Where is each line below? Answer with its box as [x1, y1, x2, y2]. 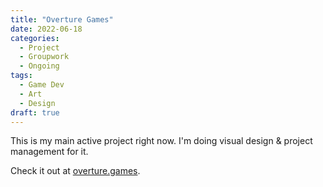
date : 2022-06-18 [10, 24, 83, 34]
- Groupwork [19, 52, 70, 62]
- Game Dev [19, 80, 65, 90]
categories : [10, 33, 60, 43]
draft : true [10, 107, 60, 118]
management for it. [10, 146, 89, 158]
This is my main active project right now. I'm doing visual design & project [10, 135, 313, 147]
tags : [10, 71, 33, 81]
